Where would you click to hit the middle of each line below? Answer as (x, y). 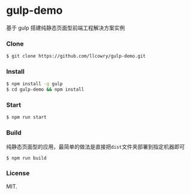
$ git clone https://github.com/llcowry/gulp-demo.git (76, 56)
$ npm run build (26, 158)
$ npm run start (26, 118)
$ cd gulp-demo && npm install (45, 90)
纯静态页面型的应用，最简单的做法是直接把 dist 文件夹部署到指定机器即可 (95, 146)
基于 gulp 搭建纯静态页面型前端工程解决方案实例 (66, 28)
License (18, 173)
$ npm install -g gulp (34, 84)
